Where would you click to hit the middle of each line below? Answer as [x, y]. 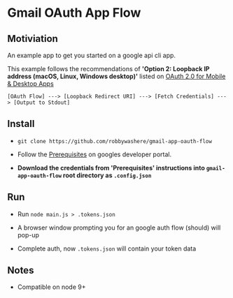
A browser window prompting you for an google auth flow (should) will [119, 228]
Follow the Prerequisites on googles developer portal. [94, 154]
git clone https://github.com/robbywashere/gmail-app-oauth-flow [114, 141]
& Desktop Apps [30, 84]
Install [21, 124]
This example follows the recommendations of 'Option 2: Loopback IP [108, 69]
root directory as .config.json [107, 175]
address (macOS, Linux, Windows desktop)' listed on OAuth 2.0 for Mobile [116, 76]
